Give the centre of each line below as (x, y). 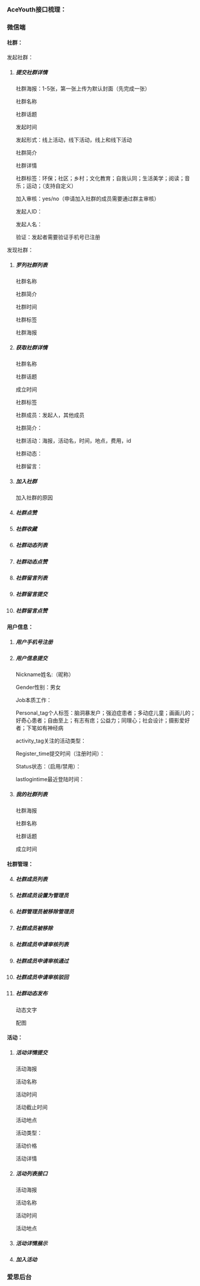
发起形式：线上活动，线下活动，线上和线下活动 (73, 140)
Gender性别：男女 (38, 687)
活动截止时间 (31, 1107)
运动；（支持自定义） (52, 186)
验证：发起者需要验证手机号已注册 (58, 237)
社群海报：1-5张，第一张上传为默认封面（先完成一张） (83, 89)
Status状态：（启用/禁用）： (48, 767)
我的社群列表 (31, 794)
